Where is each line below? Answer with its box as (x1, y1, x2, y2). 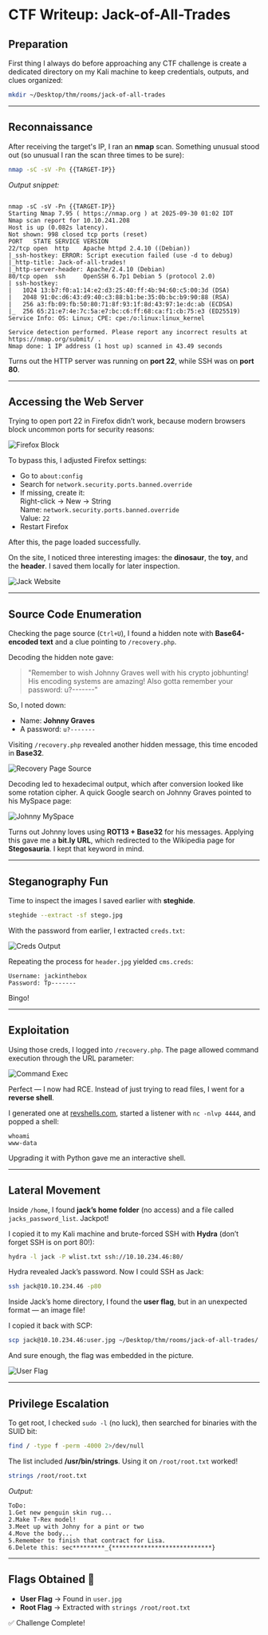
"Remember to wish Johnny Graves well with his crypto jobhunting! (27, 668, 249, 677)
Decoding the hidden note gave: (8, 653, 114, 662)
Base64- (215, 629, 245, 638)
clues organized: (8, 76, 63, 85)
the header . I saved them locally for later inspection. (8, 561, 180, 571)
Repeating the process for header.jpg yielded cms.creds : (8, 956, 194, 966)
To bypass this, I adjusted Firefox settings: (8, 456, 148, 465)
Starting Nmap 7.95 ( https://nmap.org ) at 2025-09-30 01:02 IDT (8, 209, 234, 217)
